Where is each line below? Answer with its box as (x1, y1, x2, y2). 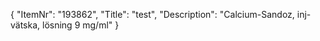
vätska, (10, 19, 41, 31)
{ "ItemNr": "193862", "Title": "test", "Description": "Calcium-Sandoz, (10, 9, 295, 20)
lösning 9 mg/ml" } (42, 19, 120, 31)
